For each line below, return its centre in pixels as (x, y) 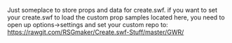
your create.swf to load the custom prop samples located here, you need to (116, 17)
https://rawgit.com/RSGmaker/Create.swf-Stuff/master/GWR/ (96, 32)
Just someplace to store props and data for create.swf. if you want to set (112, 10)
